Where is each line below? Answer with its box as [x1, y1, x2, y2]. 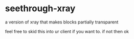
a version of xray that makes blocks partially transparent [5, 19, 119, 25]
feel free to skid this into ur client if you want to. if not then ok [5, 28, 129, 34]
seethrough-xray [5, 3, 76, 14]
